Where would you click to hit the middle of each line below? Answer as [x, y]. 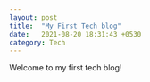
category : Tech [37, 42]
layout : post [33, 17]
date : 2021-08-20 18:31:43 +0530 [75, 34]
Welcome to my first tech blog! [66, 68]
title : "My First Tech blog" [66, 26]
